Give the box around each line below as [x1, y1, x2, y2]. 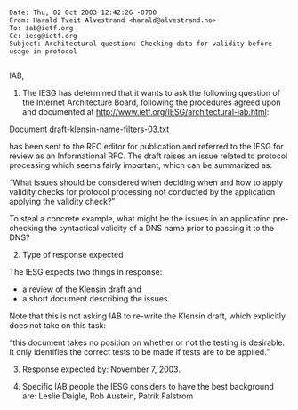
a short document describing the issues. [21, 293, 171, 303]
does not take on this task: [9, 320, 107, 330]
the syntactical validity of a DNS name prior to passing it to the [44, 223, 275, 233]
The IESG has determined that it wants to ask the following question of [21, 88, 281, 98]
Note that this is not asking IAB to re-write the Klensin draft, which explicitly [9, 310, 286, 321]
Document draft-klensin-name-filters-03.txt [9, 124, 170, 134]
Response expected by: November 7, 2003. [21, 364, 181, 374]
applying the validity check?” [9, 197, 116, 206]
